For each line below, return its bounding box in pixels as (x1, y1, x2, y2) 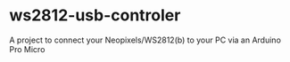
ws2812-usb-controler (9, 5, 181, 26)
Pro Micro (9, 43, 46, 54)
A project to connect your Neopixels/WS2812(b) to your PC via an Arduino (9, 35, 281, 45)
